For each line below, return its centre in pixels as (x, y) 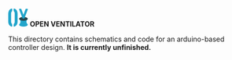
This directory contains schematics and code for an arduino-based (116, 39)
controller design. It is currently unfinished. (80, 47)
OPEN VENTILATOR (62, 24)
